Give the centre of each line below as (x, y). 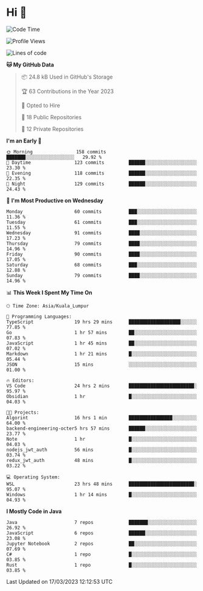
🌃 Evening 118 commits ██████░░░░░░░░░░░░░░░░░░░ (102, 173)
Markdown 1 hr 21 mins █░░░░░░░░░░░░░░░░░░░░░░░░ (102, 354)
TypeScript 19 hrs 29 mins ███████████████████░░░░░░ (102, 322)
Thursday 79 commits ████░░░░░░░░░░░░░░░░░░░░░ (102, 243)
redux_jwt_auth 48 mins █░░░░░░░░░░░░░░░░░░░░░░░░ (102, 460)
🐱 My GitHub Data (30, 65)
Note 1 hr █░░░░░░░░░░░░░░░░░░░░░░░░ (102, 439)
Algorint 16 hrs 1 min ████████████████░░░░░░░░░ (102, 418)
